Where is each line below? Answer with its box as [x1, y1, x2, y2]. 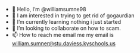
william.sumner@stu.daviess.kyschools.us [11, 40, 116, 47]
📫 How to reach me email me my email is [11, 32, 114, 38]
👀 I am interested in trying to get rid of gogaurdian [11, 12, 135, 19]
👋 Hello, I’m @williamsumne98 [11, 6, 86, 13]
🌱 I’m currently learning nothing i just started [11, 18, 121, 25]
